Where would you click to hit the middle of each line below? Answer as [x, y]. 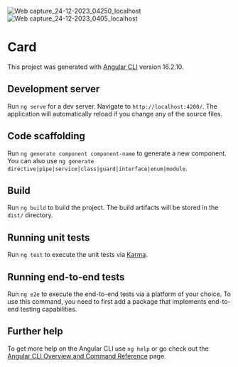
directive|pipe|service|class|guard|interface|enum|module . [97, 168]
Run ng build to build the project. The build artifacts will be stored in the [113, 208]
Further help [36, 331]
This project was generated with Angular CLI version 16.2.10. [96, 67]
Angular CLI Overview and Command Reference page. [87, 356]
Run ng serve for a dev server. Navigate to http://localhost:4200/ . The [113, 106]
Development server [54, 89]
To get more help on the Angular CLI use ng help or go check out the [108, 349]
